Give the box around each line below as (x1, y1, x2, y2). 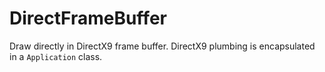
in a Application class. (9, 50, 103, 62)
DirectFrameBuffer (9, 7, 167, 30)
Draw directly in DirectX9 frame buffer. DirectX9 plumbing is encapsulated (9, 40, 316, 52)
